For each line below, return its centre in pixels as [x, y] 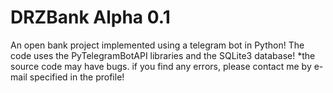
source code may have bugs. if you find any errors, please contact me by [161, 66]
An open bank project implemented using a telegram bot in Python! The [157, 45]
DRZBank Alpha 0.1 [90, 17]
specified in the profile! [77, 77]
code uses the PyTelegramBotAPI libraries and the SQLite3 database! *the [163, 55]
